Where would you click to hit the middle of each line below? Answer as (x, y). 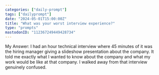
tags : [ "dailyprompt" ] (28, 14)
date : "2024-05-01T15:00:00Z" (36, 19)
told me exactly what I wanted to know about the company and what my (78, 57)
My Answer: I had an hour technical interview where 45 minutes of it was (79, 46)
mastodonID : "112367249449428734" (40, 32)
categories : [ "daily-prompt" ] (36, 10)
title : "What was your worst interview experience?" (60, 23)
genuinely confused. (26, 67)
